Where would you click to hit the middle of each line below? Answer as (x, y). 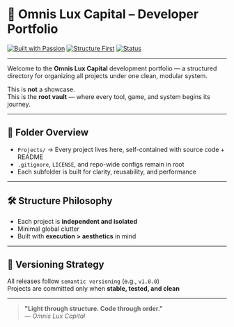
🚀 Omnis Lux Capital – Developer (103, 14)
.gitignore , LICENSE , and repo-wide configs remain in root (101, 164)
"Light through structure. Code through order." (94, 309)
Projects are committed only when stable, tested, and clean (93, 289)
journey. (19, 104)
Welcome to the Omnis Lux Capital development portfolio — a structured (112, 68)
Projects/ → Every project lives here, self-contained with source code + (121, 149)
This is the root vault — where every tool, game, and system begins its (109, 96)
